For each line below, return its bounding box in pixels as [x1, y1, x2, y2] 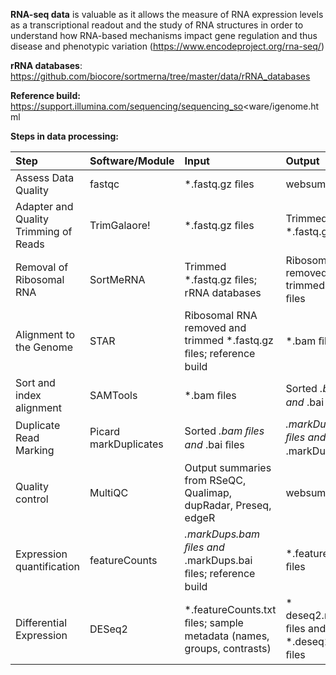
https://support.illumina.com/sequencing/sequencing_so [10, 100, 244, 112]
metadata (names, [184, 629, 270, 643]
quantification [15, 560, 81, 573]
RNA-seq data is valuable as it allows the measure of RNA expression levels [10, 9, 324, 20]
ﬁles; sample [184, 616, 244, 629]
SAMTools [89, 389, 138, 402]
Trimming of [15, 225, 73, 238]
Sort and [15, 376, 56, 389]
